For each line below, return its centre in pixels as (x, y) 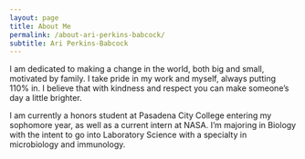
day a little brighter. (46, 98)
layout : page (34, 18)
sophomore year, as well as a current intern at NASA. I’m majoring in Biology (153, 125)
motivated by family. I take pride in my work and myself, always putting (143, 79)
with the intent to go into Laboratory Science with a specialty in (128, 135)
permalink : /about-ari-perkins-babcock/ (88, 35)
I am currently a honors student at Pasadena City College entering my (141, 115)
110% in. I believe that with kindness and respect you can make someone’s (149, 88)
